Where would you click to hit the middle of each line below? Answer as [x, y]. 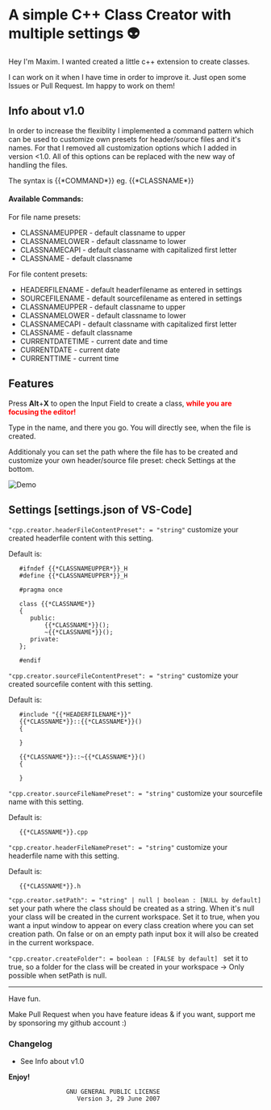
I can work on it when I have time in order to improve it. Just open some [127, 77]
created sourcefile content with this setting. [81, 683]
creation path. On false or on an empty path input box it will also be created [133, 934]
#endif [30, 660]
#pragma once [41, 590]
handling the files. [38, 165]
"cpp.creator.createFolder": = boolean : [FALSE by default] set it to [128, 958]
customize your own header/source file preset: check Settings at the [122, 460]
